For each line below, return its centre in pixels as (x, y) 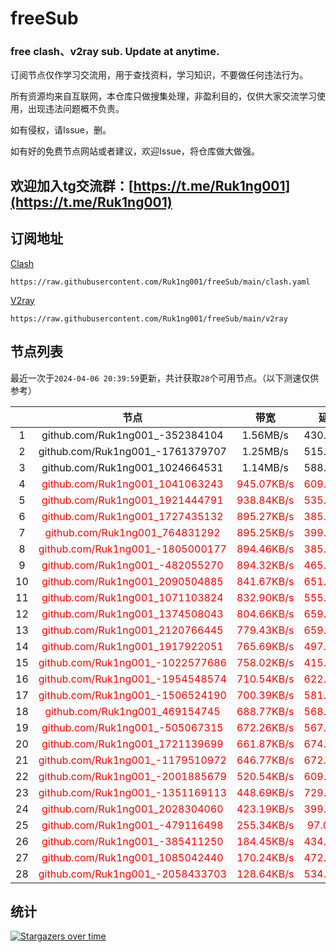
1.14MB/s (265, 467)
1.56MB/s (265, 435)
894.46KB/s (265, 549)
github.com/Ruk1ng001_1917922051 (132, 646)
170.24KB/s (265, 857)
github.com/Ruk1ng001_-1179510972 (132, 760)
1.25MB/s (265, 451)
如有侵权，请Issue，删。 (61, 130)
